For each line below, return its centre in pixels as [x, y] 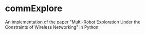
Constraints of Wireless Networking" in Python [52, 27]
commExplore [34, 9]
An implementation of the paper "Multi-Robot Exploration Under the [73, 22]
